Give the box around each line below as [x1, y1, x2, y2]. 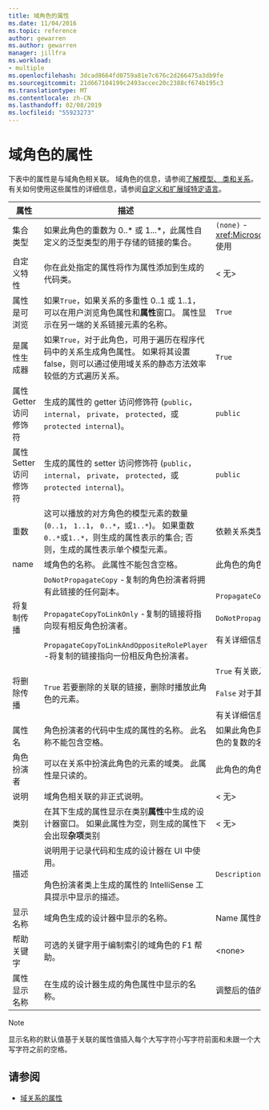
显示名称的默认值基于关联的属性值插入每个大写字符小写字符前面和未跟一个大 [8, 1034, 261, 1044]
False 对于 [215, 688, 255, 699]
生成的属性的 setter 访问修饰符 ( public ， [43, 457, 196, 468]
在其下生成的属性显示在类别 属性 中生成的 [43, 806, 196, 817]
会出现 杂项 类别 [43, 830, 100, 841]
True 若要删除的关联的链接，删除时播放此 [43, 681, 199, 692]
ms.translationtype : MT [8, 86, 88, 95]
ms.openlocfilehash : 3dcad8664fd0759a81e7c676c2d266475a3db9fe [8, 71, 224, 80]
